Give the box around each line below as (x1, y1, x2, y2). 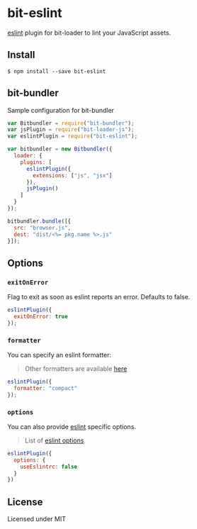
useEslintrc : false (20, 463, 78, 470)
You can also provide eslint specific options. (7, 422, 137, 430)
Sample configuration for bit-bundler (7, 106, 115, 114)
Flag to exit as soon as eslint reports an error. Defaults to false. (7, 293, 191, 301)
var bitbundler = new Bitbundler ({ (7, 145, 113, 153)
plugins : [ (20, 158, 52, 166)
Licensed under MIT (7, 515, 66, 523)
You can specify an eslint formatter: (7, 351, 112, 360)
